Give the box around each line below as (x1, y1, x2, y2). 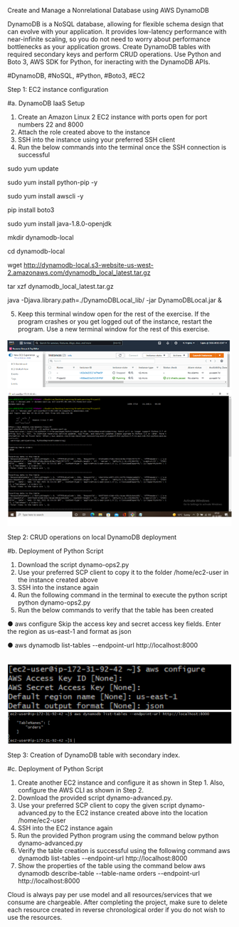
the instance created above (17, 576, 98, 584)
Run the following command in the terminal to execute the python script (17, 590, 228, 600)
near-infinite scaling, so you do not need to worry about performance (7, 35, 211, 43)
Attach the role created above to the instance (17, 128, 151, 136)
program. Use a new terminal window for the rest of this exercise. (17, 325, 210, 333)
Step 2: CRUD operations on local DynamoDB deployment (7, 533, 177, 541)
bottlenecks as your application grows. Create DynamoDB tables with (7, 43, 211, 51)
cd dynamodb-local (7, 247, 65, 255)
